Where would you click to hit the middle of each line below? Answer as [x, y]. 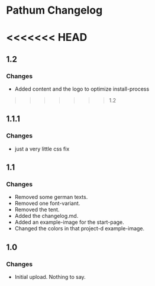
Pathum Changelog [54, 10]
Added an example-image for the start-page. [69, 222]
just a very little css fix [42, 149]
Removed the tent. [37, 210]
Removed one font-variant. [47, 203]
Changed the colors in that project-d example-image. [80, 229]
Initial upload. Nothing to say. [50, 277]
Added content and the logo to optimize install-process [82, 89]
